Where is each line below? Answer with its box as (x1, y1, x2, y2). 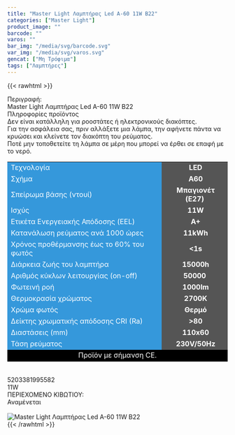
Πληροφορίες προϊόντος (7, 110, 79, 118)
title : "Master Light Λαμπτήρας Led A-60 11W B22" (7, 10, 158, 17)
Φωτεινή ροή (10, 282, 55, 292)
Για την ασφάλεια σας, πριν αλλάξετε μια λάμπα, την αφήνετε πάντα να (7, 124, 222, 133)
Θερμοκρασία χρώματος (10, 293, 92, 303)
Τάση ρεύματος (10, 339, 63, 348)
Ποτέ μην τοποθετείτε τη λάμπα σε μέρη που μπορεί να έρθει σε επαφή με (7, 139, 225, 147)
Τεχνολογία (10, 162, 50, 172)
